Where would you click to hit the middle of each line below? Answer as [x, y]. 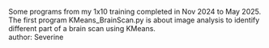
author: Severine [36, 37]
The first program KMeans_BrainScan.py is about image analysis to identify [134, 20]
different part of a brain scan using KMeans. [82, 28]
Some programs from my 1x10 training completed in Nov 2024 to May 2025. [135, 12]
